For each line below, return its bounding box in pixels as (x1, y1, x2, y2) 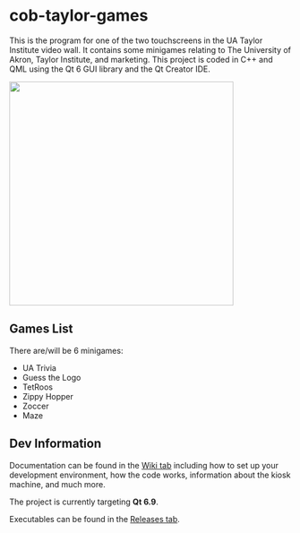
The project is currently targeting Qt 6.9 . (9, 496, 159, 507)
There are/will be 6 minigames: (9, 345, 124, 356)
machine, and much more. (9, 478, 106, 489)
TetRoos (21, 382, 54, 392)
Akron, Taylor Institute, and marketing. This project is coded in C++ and (9, 54, 273, 64)
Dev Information (9, 436, 102, 451)
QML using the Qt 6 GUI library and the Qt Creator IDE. (9, 64, 210, 74)
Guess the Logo (21, 372, 81, 383)
